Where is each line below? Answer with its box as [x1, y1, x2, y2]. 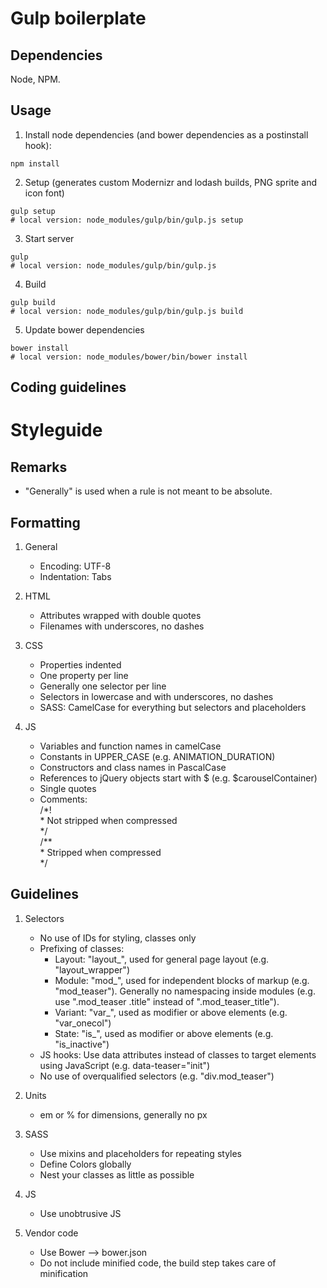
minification [39, 1267, 89, 1279]
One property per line [39, 670, 129, 682]
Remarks [10, 458, 68, 476]
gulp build [10, 297, 56, 307]
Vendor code [24, 1227, 79, 1239]
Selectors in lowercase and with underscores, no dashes [39, 691, 274, 703]
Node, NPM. [10, 73, 61, 85]
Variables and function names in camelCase [39, 740, 222, 752]
